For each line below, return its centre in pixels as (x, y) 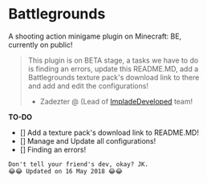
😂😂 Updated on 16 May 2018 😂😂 (65, 171)
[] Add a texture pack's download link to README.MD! (109, 132)
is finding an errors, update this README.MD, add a (113, 68)
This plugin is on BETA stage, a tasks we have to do (113, 60)
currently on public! (41, 44)
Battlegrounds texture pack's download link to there (114, 77)
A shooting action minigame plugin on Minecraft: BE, (95, 36)
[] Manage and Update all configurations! (88, 140)
